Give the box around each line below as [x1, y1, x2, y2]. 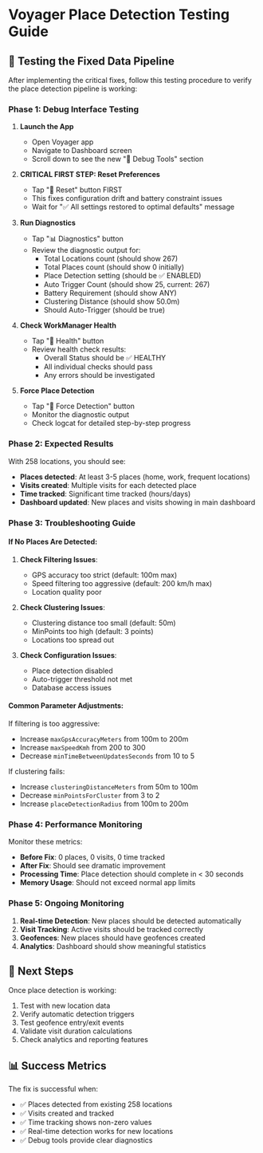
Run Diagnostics [19, 218, 76, 228]
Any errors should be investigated [43, 371, 155, 380]
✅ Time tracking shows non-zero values [19, 1118, 152, 1127]
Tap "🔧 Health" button [31, 336, 104, 346]
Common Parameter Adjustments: [8, 701, 124, 710]
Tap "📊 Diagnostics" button [31, 234, 124, 244]
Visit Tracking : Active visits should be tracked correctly [19, 924, 203, 934]
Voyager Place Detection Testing [8, 6, 230, 24]
